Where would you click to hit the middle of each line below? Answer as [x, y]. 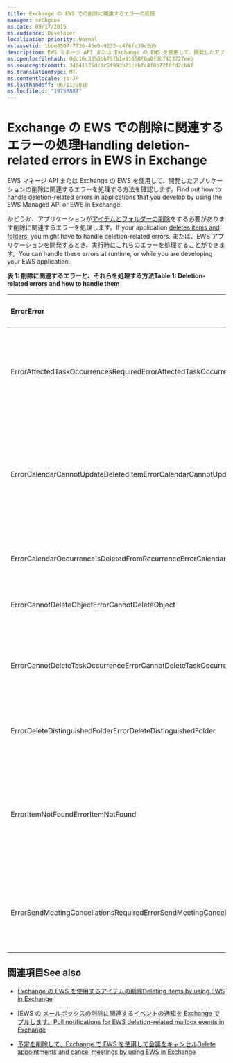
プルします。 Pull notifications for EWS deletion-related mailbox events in [121, 1022]
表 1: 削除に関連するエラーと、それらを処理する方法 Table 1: [92, 276]
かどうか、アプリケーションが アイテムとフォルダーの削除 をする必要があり [113, 219]
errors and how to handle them [75, 284]
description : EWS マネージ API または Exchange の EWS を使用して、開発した [111, 53]
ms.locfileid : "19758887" [44, 91]
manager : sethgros [34, 20]
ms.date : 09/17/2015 [37, 26]
